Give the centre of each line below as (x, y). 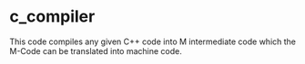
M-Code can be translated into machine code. (96, 50)
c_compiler (52, 17)
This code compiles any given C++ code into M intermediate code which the (153, 41)
